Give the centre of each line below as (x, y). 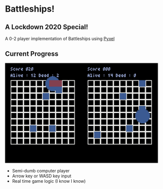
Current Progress (32, 54)
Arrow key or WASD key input (42, 176)
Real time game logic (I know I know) (49, 181)
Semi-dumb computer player (41, 171)
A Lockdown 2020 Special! (47, 27)
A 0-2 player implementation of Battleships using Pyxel (60, 38)
